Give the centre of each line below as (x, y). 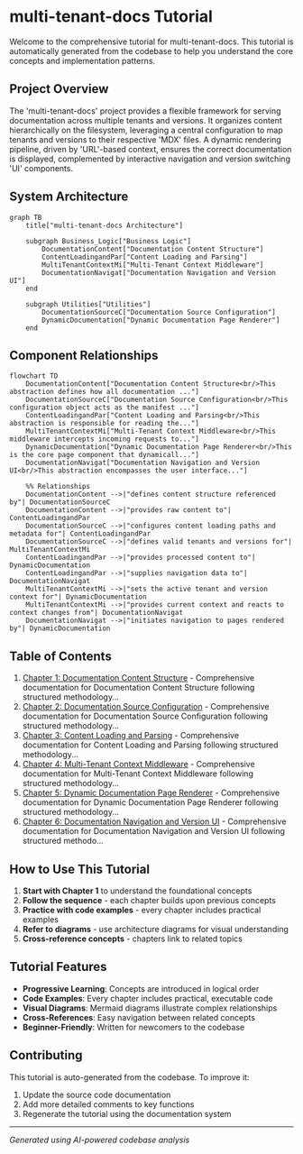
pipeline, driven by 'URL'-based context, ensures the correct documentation (151, 149)
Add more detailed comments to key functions (108, 1104)
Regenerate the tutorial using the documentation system (127, 1113)
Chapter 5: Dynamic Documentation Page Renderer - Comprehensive (151, 793)
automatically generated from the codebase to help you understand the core (151, 50)
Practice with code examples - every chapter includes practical (142, 910)
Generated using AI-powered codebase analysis (100, 1140)
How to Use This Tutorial (80, 869)
